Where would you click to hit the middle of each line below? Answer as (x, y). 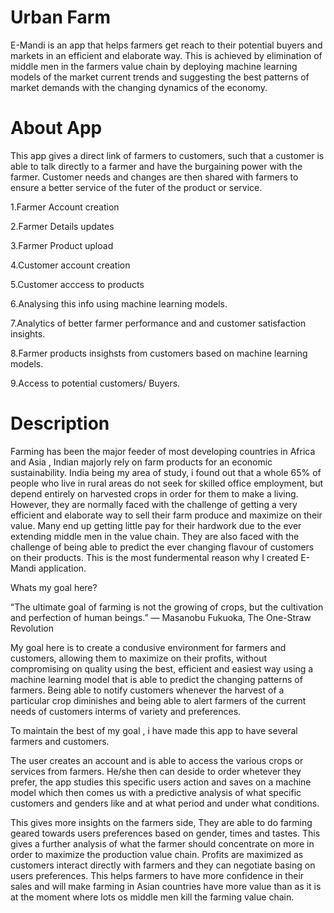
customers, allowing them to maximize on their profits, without (138, 658)
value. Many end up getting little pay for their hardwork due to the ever (156, 525)
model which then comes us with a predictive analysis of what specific (156, 792)
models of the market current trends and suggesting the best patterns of (160, 77)
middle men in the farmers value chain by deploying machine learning (154, 66)
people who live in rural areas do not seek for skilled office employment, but (167, 483)
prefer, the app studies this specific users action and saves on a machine (161, 782)
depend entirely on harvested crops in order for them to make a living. (154, 493)
